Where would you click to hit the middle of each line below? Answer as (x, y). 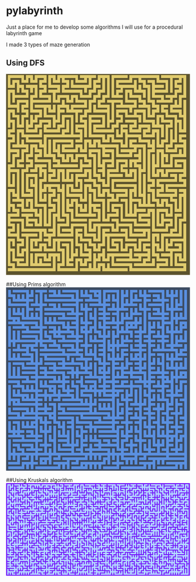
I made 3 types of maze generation (48, 44)
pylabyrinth (35, 11)
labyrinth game (24, 33)
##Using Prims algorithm (36, 284)
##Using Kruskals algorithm (39, 480)
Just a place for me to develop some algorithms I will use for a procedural (94, 27)
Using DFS (25, 63)
